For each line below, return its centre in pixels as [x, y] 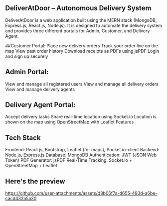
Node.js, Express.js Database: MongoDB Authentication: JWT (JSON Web [81, 155]
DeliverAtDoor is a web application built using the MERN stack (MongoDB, [81, 20]
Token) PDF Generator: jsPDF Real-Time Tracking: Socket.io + [69, 160]
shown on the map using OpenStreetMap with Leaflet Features [70, 122]
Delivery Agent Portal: [40, 105]
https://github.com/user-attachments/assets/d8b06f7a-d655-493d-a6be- [81, 193]
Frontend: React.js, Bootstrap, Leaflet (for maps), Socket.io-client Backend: [82, 150]
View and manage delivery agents [40, 89]
